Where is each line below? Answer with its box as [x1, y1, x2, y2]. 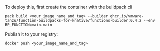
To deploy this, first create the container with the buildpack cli [5, 4, 132, 10]
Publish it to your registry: [5, 31, 58, 37]
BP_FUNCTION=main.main [5, 22, 52, 27]
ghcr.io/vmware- [110, 14, 144, 19]
